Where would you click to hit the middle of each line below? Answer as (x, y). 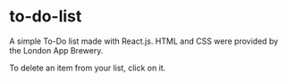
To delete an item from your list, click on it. (88, 68)
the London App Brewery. (56, 50)
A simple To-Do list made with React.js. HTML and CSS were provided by (144, 41)
